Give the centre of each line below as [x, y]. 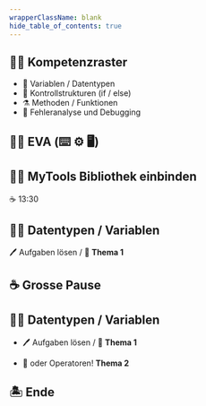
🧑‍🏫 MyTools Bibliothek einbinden [103, 177]
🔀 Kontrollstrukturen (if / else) [77, 93]
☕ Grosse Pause [55, 285]
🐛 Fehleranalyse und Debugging [82, 112]
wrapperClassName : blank [56, 17]
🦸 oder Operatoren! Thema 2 [76, 363]
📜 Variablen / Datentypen [69, 84]
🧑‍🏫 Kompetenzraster [69, 62]
